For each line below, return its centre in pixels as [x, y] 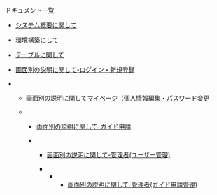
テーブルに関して [40, 55]
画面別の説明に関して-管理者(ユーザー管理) [108, 155]
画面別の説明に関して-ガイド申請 [84, 127]
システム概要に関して [46, 25]
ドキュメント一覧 [30, 10]
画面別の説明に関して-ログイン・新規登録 [75, 70]
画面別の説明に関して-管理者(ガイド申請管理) [133, 185]
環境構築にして [37, 40]
